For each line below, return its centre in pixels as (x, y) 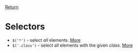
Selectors (25, 27)
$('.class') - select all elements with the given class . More (72, 45)
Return (12, 7)
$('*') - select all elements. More (46, 40)
